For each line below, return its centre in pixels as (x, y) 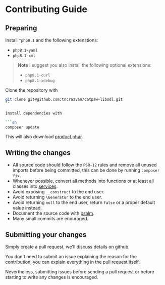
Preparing (21, 28)
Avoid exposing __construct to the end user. (59, 192)
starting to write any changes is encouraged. (52, 277)
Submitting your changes (46, 235)
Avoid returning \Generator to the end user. (57, 197)
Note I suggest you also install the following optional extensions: (85, 65)
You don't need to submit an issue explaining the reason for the (71, 256)
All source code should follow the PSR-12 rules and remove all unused (85, 165)
